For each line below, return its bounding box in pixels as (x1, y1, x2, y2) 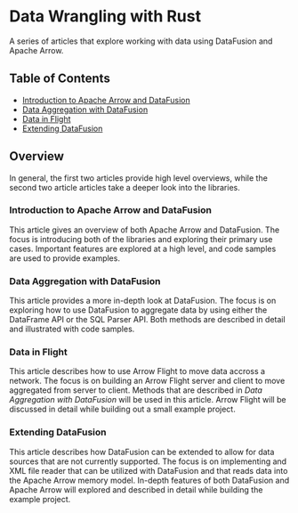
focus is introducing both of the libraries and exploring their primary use (9, 233, 273, 244)
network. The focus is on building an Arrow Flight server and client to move (9, 376, 286, 387)
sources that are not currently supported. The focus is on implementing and (9, 456, 287, 467)
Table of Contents (9, 71, 111, 86)
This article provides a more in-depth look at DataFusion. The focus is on (9, 296, 277, 306)
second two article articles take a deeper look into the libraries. (9, 182, 240, 192)
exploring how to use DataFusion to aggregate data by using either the (9, 305, 268, 315)
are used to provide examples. (9, 252, 120, 264)
